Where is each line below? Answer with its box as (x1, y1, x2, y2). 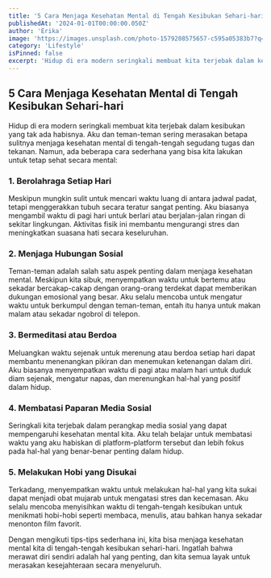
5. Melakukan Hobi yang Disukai (8, 466, 137, 477)
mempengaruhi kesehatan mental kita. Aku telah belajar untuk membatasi (8, 429, 252, 438)
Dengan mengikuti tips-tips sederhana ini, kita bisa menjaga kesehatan (8, 534, 244, 545)
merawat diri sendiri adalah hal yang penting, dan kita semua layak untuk (8, 552, 251, 562)
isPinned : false (8, 49, 63, 57)
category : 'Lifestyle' (8, 42, 85, 50)
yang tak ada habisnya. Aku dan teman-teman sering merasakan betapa (8, 129, 248, 139)
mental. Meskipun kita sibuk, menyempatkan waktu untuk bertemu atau (8, 275, 246, 285)
